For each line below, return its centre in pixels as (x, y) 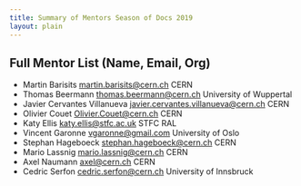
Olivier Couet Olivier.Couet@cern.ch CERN (102, 113)
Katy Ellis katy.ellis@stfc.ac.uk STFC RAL (100, 123)
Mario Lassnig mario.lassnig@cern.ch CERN (105, 152)
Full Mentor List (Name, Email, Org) (110, 63)
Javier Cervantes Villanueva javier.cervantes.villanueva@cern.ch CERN (156, 104)
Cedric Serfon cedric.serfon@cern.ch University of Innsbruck (138, 171)
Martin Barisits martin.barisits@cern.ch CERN (108, 85)
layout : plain (36, 26)
